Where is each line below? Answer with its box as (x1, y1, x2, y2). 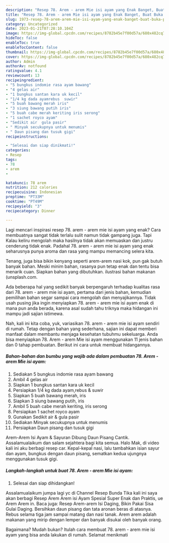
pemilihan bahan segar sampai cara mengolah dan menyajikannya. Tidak (6, 294, 156, 300)
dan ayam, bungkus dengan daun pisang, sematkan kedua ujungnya (6, 451, 147, 457)
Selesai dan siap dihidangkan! (13, 480, 75, 487)
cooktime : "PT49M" (6, 199, 44, 204)
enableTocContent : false (6, 45, 58, 50)
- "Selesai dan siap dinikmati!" (6, 143, 76, 148)
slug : (6, 17, 17, 22)
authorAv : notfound (6, 64, 47, 69)
